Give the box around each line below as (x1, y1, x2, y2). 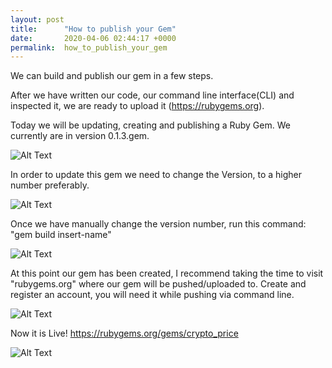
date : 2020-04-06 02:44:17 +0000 (10, 33, 177, 43)
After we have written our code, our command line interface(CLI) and (10, 89, 295, 101)
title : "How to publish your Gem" (10, 24, 177, 34)
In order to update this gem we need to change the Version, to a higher (10, 169, 303, 181)
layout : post (10, 14, 65, 25)
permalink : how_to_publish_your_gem (10, 42, 168, 53)
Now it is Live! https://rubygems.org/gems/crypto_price (10, 327, 239, 340)
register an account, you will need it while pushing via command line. (10, 289, 295, 301)
